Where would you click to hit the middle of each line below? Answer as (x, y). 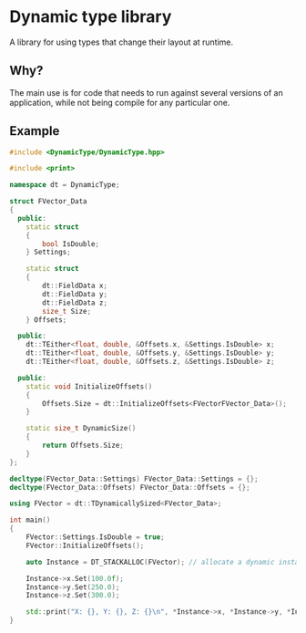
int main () (30, 520)
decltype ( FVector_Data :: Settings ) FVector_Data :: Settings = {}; (134, 479)
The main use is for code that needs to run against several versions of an (147, 92)
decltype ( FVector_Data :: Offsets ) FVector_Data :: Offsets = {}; (130, 487)
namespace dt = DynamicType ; (65, 185)
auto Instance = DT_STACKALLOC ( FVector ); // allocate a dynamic (150, 562)
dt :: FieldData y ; (75, 294)
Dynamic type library (91, 17)
